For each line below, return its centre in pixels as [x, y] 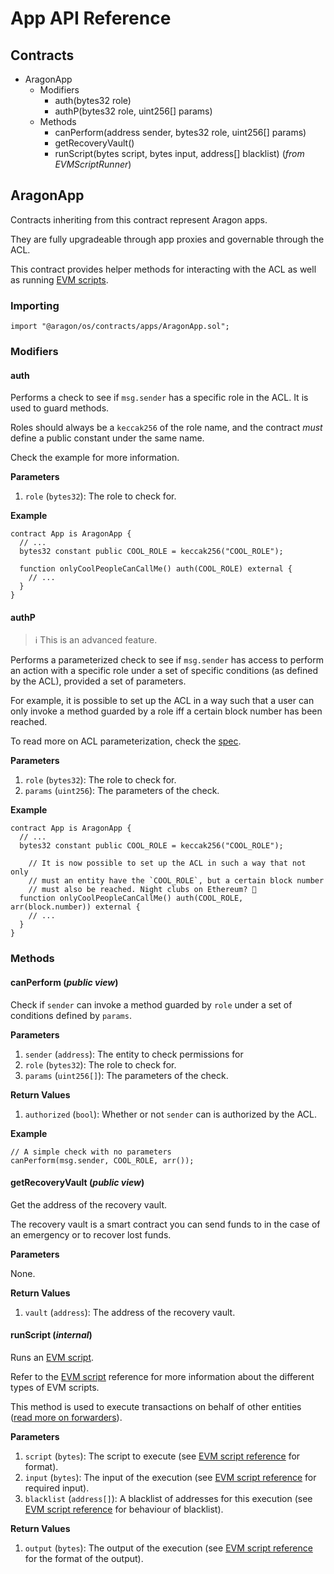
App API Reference [91, 18]
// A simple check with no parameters [91, 1152]
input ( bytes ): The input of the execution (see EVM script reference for [170, 1477]
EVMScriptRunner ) [93, 164]
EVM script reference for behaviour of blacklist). [124, 1509]
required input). [57, 1488]
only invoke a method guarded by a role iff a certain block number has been [166, 711]
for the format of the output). [84, 1558]
